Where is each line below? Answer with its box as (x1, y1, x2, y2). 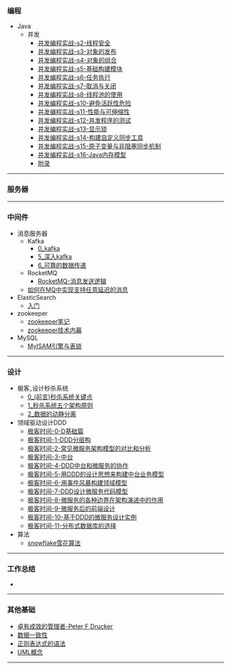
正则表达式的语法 (16, 639, 66, 647)
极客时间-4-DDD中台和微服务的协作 (27, 462, 129, 470)
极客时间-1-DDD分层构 (27, 435, 91, 444)
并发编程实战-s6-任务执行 (37, 74, 111, 82)
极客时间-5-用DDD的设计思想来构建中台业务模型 (27, 470, 165, 479)
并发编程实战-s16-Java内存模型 (37, 151, 126, 159)
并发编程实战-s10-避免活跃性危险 (37, 99, 132, 107)
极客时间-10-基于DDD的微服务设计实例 (27, 513, 137, 521)
